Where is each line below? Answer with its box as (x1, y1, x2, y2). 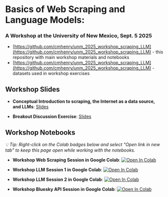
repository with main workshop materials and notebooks (12, 54, 130, 60)
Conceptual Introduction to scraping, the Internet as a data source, (12, 98, 155, 104)
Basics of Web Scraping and (5, 4, 125, 15)
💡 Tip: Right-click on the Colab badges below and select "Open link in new (5, 142, 160, 148)
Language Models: (5, 14, 85, 26)
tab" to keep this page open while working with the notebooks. (5, 147, 136, 153)
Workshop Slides (5, 85, 60, 94)
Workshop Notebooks (5, 128, 75, 137)
